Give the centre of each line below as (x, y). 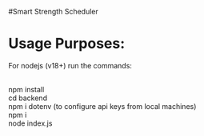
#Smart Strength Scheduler (53, 12)
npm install (26, 89)
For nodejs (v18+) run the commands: (70, 65)
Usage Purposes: (67, 44)
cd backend (28, 98)
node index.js (30, 123)
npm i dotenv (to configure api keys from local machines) (102, 106)
